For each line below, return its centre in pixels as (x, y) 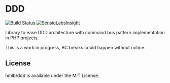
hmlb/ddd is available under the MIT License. (53, 75)
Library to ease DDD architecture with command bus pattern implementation (85, 32)
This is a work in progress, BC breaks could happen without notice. (75, 47)
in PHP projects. (22, 38)
